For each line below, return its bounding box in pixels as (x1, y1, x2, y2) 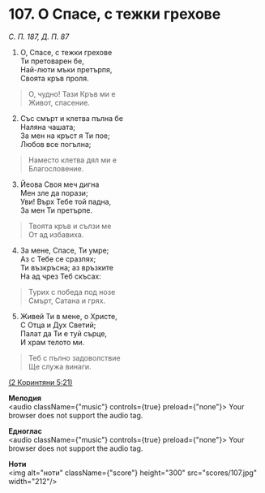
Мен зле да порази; (19, 188, 88, 197)
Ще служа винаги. (28, 361, 92, 371)
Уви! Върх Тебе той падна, (19, 197, 112, 206)
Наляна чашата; (19, 122, 75, 132)
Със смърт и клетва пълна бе (19, 113, 124, 123)
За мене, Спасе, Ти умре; (19, 245, 109, 255)
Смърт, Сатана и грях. (28, 296, 106, 305)
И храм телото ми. (19, 337, 85, 347)
